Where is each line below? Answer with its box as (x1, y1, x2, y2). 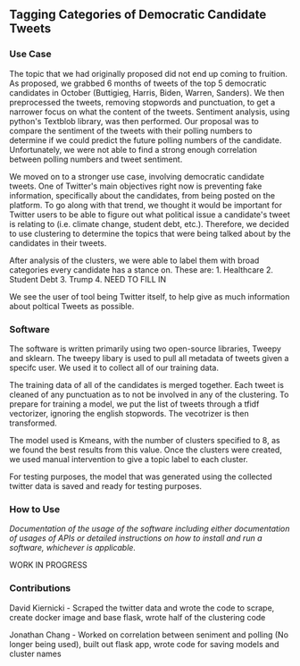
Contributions (9, 582, 71, 594)
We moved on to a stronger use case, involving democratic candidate (9, 171, 265, 181)
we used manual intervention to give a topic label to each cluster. (9, 453, 248, 464)
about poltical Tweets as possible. (9, 300, 135, 311)
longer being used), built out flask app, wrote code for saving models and (9, 638, 279, 649)
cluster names (9, 648, 62, 659)
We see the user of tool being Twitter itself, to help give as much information (9, 291, 290, 302)
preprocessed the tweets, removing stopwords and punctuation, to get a (9, 97, 276, 107)
